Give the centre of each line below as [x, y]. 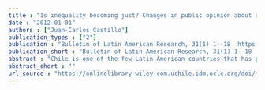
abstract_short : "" [42, 67]
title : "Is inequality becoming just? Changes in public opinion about [130, 15]
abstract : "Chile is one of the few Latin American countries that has [130, 59]
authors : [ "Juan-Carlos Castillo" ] [68, 30]
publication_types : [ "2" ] [52, 37]
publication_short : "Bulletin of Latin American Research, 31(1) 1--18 [130, 52]
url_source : [30, 74]
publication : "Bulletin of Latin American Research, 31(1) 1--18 [119, 45]
